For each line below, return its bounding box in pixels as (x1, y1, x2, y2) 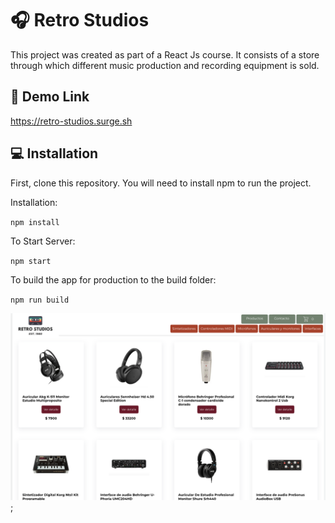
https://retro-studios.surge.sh (10, 115, 133, 127)
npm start (10, 256, 52, 266)
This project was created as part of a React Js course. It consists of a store (10, 48, 320, 61)
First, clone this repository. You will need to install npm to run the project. (10, 177, 312, 189)
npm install (10, 217, 60, 227)
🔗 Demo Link (10, 88, 90, 106)
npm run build (10, 295, 70, 305)
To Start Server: (10, 235, 76, 247)
